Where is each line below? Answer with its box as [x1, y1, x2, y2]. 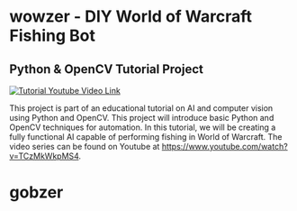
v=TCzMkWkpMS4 [9, 151, 79, 161]
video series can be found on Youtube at [9, 142, 160, 151]
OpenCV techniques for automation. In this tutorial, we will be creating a [9, 122, 276, 133]
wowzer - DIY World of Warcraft [9, 6, 253, 27]
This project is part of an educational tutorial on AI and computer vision [9, 103, 274, 114]
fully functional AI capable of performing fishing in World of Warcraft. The [9, 132, 283, 142]
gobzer [9, 182, 64, 203]
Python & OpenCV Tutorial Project [9, 61, 204, 77]
